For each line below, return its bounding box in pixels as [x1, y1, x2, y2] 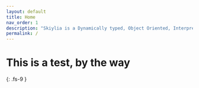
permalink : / [6, 31, 38, 37]
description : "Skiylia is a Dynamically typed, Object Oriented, [6, 25, 171, 31]
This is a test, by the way [6, 56, 130, 70]
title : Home [6, 14, 36, 20]
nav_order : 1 [6, 19, 38, 25]
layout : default [6, 8, 46, 15]
